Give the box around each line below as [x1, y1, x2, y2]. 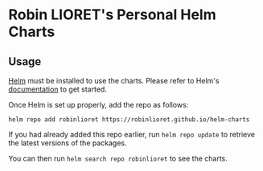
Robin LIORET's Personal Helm [8, 6, 216, 24]
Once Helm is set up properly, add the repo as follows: [8, 100, 189, 109]
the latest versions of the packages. [8, 138, 127, 148]
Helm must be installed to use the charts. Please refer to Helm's [8, 76, 220, 85]
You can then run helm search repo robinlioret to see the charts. [8, 154, 228, 163]
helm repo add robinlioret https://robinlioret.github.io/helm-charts [8, 116, 250, 124]
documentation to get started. [8, 84, 107, 94]
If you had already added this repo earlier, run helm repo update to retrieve [8, 130, 256, 139]
